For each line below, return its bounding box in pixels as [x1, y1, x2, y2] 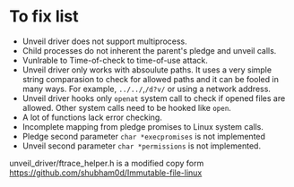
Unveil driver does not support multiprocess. [22, 36, 188, 47]
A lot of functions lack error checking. [22, 112, 163, 123]
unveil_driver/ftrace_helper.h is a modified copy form [9, 157, 204, 168]
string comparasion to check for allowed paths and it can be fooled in [22, 73, 280, 84]
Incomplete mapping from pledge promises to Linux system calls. [22, 121, 264, 132]
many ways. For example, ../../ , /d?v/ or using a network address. [22, 83, 272, 94]
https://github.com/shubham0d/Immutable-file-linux [9, 167, 203, 178]
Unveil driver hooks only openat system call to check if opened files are [22, 92, 286, 104]
